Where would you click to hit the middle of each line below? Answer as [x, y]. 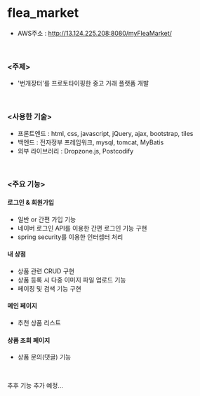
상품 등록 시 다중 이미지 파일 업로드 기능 [72, 280]
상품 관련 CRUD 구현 [46, 271]
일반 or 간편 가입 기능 [47, 219]
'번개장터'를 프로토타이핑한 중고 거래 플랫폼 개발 [83, 83]
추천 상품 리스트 [39, 323]
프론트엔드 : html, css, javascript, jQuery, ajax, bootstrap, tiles [105, 133]
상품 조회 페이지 [29, 340]
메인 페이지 [22, 306]
